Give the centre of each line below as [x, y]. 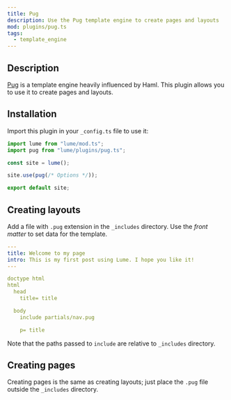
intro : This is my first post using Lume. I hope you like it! [101, 260]
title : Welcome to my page [46, 253]
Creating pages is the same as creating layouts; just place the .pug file [108, 382]
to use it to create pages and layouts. [60, 92]
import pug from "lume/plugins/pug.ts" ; [67, 150]
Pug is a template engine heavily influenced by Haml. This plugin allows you [116, 84]
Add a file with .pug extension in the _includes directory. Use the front [107, 226]
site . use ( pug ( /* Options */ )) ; [53, 175]
